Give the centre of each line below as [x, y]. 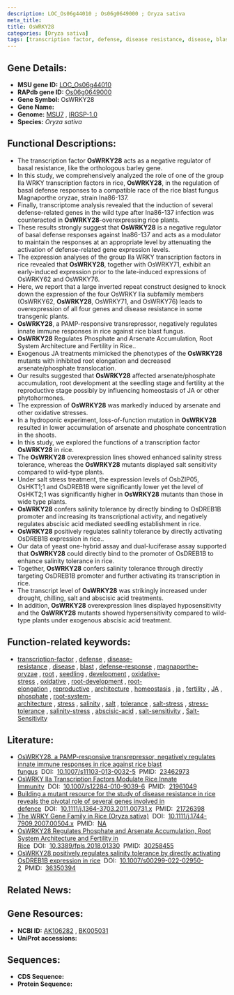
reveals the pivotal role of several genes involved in [91, 801]
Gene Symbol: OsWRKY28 [56, 99]
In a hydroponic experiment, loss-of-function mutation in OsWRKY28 [117, 420]
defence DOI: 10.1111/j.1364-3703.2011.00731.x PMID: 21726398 [111, 809]
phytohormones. [41, 398]
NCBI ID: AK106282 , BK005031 [63, 930]
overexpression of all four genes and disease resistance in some [110, 308]
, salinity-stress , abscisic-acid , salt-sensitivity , [115, 711]
